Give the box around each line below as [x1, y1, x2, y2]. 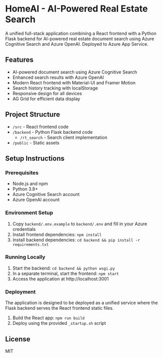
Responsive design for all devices [12, 90, 82, 96]
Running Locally [5, 253, 46, 260]
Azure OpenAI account [12, 197, 60, 203]
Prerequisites [5, 169, 39, 176]
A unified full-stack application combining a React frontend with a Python [5, 30, 156, 36]
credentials [12, 226, 36, 232]
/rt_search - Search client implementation [20, 134, 108, 140]
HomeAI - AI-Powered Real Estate [5, 3, 148, 15]
